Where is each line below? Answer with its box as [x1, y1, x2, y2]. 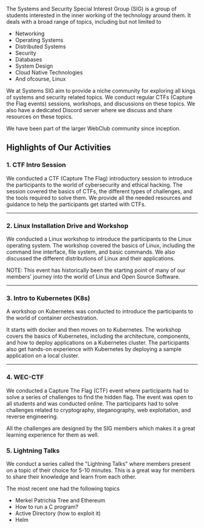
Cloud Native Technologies [15, 69, 83, 76]
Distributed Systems [15, 43, 66, 50]
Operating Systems [15, 37, 64, 43]
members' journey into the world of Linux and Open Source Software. [6, 273, 180, 280]
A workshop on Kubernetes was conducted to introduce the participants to [6, 308, 193, 315]
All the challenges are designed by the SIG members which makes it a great [6, 424, 195, 432]
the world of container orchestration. [6, 314, 98, 322]
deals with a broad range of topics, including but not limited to [6, 18, 162, 25]
